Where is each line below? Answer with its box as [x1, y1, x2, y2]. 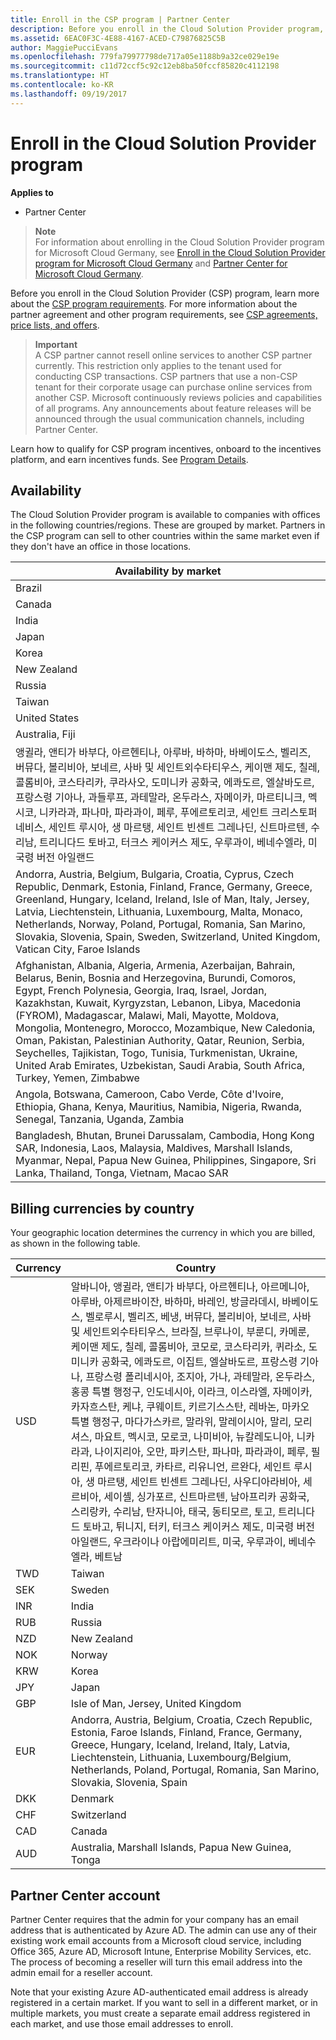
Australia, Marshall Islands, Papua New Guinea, [70, 1841, 292, 1855]
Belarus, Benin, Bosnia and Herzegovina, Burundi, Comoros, [15, 971, 297, 985]
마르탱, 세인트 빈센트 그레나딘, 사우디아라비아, [97, 1475, 301, 1489]
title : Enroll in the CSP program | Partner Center [10, 14, 230, 25]
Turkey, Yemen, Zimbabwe [15, 1071, 140, 1085]
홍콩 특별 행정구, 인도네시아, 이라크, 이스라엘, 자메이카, [70, 1385, 313, 1399]
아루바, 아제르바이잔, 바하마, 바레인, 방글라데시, [70, 1295, 280, 1309]
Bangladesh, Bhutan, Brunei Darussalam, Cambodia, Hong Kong [15, 1129, 315, 1143]
